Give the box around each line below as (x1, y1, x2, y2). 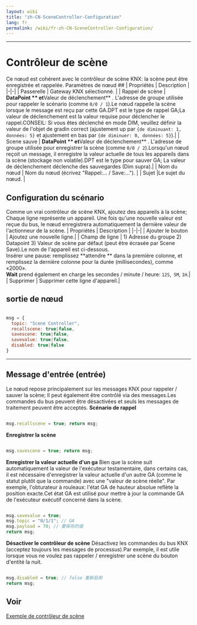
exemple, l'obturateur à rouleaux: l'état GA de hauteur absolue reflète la (6, 484, 179, 491)
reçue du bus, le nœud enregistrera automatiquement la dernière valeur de (6, 221, 187, 227)
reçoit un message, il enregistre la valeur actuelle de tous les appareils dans (6, 151, 189, 158)
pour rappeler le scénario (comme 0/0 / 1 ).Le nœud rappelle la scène (6, 101, 176, 108)
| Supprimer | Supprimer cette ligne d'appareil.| (6, 277, 120, 284)
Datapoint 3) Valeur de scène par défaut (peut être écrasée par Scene (6, 240, 175, 246)
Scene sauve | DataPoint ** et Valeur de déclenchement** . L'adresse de (6, 138, 182, 145)
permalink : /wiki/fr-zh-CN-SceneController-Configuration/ (6, 25, 154, 31)
